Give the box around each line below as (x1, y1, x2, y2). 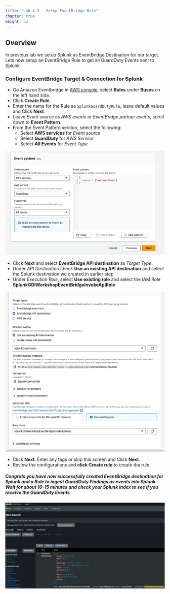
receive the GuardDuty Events (5, 489, 70, 495)
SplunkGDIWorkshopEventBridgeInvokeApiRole (12, 282, 115, 288)
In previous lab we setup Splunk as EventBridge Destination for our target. (5, 52, 159, 58)
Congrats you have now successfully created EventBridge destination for (5, 473, 163, 480)
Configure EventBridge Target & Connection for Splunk (5, 75, 143, 82)
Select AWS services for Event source (20, 130, 101, 136)
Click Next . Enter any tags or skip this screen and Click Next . (12, 456, 140, 462)
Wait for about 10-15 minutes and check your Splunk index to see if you (5, 484, 158, 490)
